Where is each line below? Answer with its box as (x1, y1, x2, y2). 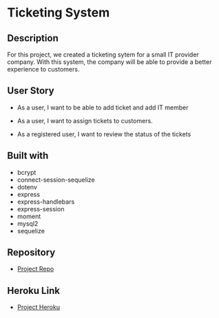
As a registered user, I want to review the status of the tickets (17, 129, 191, 138)
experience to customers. (7, 65, 80, 73)
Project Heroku (17, 303, 61, 311)
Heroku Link (7, 284, 61, 297)
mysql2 (17, 219, 39, 228)
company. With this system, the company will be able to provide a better (7, 58, 212, 66)
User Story (7, 85, 54, 97)
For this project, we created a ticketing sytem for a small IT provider (7, 50, 200, 59)
